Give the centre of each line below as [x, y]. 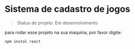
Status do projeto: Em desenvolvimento [57, 23]
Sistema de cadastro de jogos [67, 9]
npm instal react [23, 41]
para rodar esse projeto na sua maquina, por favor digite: [63, 32]
